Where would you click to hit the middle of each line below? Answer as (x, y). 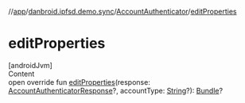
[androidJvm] (31, 65)
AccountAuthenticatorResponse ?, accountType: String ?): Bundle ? (116, 90)
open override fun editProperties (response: (80, 82)
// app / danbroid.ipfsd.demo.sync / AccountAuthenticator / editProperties (122, 11)
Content (21, 74)
